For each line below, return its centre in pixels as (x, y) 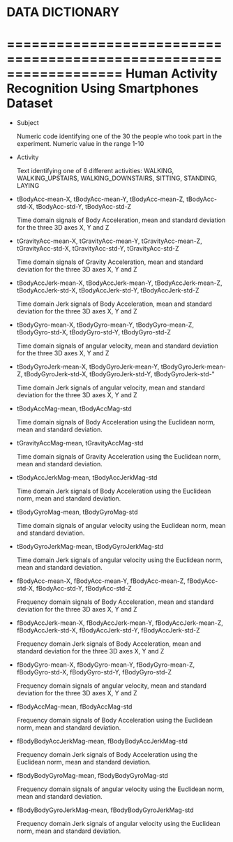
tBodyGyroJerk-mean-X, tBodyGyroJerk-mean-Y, (88, 367)
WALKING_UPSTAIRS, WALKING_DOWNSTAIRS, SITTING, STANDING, (117, 178)
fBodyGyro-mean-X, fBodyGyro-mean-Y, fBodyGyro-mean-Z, (106, 665)
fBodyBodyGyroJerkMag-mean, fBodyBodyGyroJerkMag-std (105, 810)
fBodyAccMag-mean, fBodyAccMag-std (74, 707)
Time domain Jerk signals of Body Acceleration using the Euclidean (114, 491)
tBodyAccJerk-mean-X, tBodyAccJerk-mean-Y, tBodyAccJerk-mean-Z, (119, 283)
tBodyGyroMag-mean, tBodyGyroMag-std (77, 512)
